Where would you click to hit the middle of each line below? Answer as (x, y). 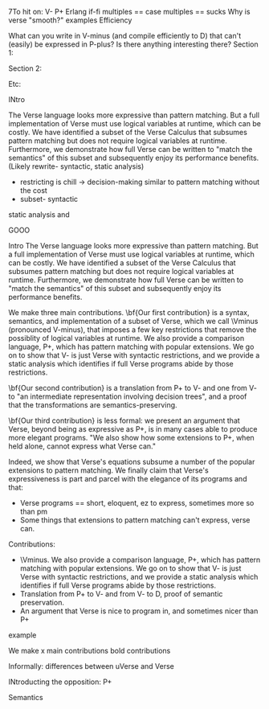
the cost (34, 191)
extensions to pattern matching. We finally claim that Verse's (108, 470)
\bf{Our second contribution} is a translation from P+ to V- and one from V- (132, 388)
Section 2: (25, 68)
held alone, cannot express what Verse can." (82, 446)
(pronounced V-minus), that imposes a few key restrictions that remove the (132, 330)
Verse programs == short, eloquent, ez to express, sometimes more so (137, 503)
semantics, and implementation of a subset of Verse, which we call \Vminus (133, 321)
